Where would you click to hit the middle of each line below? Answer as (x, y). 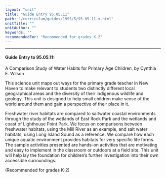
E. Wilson (15, 74)
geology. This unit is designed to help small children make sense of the (77, 99)
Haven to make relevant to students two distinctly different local (70, 89)
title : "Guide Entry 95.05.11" (37, 14)
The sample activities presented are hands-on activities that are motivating (81, 145)
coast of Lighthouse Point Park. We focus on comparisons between (74, 124)
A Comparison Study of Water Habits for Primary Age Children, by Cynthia (81, 68)
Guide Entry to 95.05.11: (30, 58)
